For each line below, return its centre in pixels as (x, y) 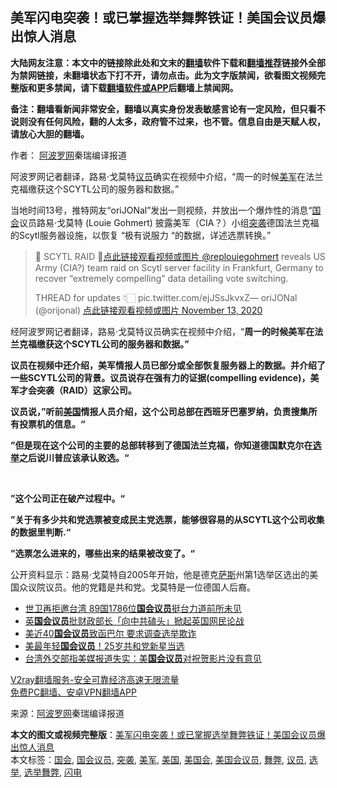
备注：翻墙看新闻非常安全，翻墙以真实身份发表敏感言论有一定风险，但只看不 (168, 109)
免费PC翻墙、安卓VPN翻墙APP (73, 692)
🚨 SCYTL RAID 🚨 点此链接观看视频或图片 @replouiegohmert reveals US (180, 256)
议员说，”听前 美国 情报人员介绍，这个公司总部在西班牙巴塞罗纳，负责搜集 (159, 411)
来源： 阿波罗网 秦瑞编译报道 (67, 713)
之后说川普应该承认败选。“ (74, 457)
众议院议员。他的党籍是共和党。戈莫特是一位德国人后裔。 (137, 587)
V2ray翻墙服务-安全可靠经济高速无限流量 (95, 679)
